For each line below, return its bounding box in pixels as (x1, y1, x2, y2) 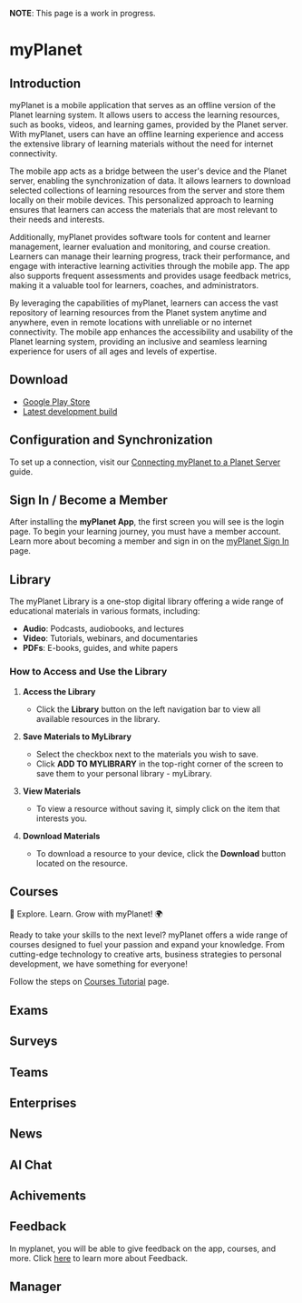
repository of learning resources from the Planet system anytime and (9, 307, 268, 317)
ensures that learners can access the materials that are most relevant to (9, 205, 278, 215)
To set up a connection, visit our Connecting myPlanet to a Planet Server (9, 456, 281, 467)
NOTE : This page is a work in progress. (9, 8, 156, 18)
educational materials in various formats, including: (9, 606, 200, 616)
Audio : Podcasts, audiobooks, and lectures (22, 623, 184, 635)
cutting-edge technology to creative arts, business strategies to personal (9, 949, 283, 960)
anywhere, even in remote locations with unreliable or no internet (9, 317, 252, 327)
